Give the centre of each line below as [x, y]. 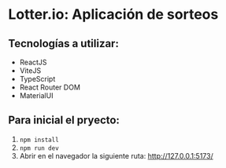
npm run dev [39, 148]
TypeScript [37, 79]
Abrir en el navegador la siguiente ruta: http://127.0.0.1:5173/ [117, 155]
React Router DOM [50, 87]
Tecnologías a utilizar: [64, 44]
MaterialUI [36, 95]
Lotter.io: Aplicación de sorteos [113, 15]
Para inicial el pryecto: [64, 121]
